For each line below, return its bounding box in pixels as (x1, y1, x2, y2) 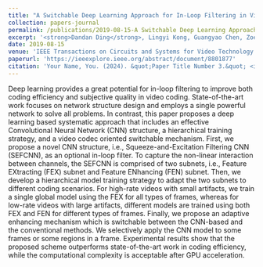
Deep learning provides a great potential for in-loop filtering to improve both (8, 84, 253, 93)
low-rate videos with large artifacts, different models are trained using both (8, 200, 250, 210)
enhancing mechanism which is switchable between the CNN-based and (8, 217, 243, 226)
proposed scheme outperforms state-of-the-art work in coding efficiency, (8, 242, 247, 251)
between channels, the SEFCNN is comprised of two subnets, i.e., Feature (8, 158, 247, 168)
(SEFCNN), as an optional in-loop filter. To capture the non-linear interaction (8, 150, 254, 160)
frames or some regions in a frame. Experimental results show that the (8, 233, 235, 243)
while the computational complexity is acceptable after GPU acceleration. (8, 250, 245, 259)
